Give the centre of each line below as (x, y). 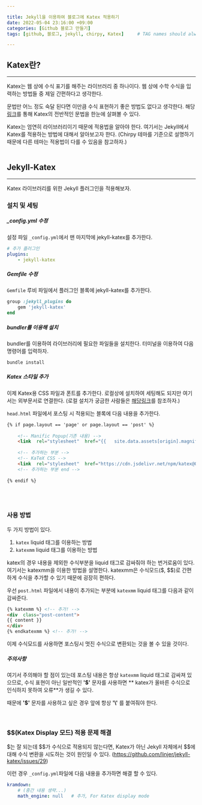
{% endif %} (22, 481)
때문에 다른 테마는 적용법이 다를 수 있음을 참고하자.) (67, 142)
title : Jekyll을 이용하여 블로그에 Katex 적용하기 (63, 17)
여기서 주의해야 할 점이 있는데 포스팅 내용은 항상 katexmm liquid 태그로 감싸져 (96, 675)
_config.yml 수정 (28, 221)
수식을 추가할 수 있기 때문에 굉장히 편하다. (67, 577)
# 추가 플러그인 (23, 248)
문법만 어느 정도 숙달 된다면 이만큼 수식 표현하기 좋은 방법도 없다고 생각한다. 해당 (101, 106)
